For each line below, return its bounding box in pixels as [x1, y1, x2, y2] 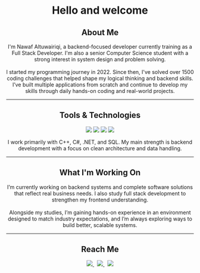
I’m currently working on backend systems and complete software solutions [7, 183, 193, 191]
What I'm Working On [59, 167, 141, 178]
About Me [81, 27, 119, 38]
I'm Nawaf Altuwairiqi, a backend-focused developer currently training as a [8, 43, 192, 50]
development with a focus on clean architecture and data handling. [18, 144, 182, 152]
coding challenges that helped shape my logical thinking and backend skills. [7, 75, 193, 82]
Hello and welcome [51, 4, 149, 17]
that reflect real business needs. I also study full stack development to [14, 190, 186, 197]
